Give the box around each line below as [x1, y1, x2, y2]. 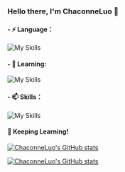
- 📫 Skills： [7, 92, 43, 101]
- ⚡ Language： [7, 25, 54, 33]
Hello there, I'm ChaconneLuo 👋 [7, 6, 119, 16]
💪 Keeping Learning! [7, 127, 69, 136]
